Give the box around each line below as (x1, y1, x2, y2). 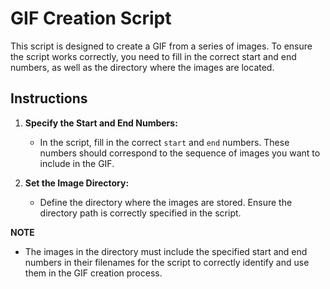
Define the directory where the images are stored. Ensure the (39, 196, 293, 208)
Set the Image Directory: (24, 177, 130, 189)
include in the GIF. (39, 157, 115, 169)
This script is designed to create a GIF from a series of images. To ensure (10, 40, 313, 52)
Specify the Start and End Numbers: (24, 117, 178, 129)
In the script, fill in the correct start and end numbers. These (39, 136, 290, 148)
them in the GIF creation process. (24, 267, 163, 279)
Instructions (10, 90, 88, 107)
